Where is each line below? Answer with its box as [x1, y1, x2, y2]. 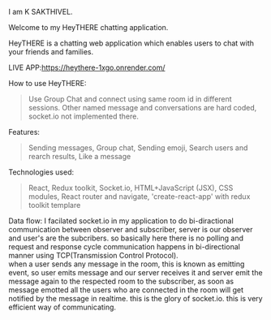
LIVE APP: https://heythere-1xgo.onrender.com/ [8, 63, 166, 72]
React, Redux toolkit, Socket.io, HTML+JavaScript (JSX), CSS [28, 183, 234, 192]
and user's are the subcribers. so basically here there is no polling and [8, 233, 244, 243]
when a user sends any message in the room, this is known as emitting [8, 259, 245, 269]
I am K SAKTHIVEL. [8, 7, 73, 16]
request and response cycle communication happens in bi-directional [8, 242, 241, 251]
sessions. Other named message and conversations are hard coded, [28, 103, 257, 112]
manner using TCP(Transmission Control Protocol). [8, 251, 179, 260]
